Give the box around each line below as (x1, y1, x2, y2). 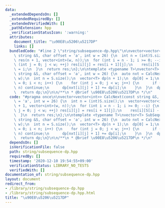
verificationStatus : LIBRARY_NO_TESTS (9, 163, 89, 168)
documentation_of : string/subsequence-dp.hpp (5, 172, 100, 177)
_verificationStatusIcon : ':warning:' (9, 30, 89, 35)
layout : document (5, 177, 41, 182)
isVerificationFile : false (9, 145, 65, 150)
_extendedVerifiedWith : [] (9, 21, 65, 26)
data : (5, 7, 16, 12)
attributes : (9, 35, 34, 40)
